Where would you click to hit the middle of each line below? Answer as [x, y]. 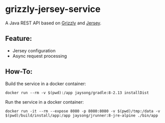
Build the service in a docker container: [46, 84]
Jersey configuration [34, 50]
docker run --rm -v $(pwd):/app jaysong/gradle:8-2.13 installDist [77, 93]
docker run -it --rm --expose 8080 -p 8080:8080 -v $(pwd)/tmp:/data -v [83, 111]
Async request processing [40, 56]
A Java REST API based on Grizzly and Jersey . [53, 23]
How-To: [19, 71]
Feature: [19, 39]
